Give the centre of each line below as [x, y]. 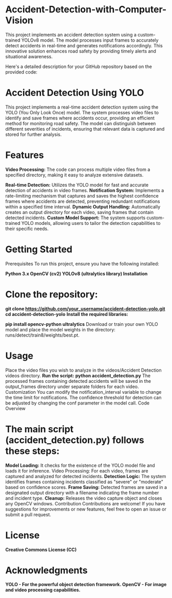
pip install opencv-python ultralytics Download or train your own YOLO [82, 324]
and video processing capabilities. [43, 590]
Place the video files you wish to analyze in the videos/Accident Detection [83, 370]
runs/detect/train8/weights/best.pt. [42, 335]
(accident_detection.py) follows [75, 440]
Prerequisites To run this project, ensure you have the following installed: [82, 263]
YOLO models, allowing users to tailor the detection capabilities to [91, 223]
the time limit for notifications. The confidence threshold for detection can [83, 397]
